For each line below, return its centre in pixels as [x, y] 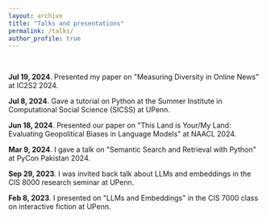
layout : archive [35, 16]
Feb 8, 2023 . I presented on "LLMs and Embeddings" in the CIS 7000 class [133, 198]
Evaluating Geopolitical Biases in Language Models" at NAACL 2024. [123, 134]
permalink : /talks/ [41, 31]
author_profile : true [45, 38]
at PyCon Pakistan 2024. [50, 158]
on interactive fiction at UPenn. [60, 207]
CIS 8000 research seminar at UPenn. [71, 182]
